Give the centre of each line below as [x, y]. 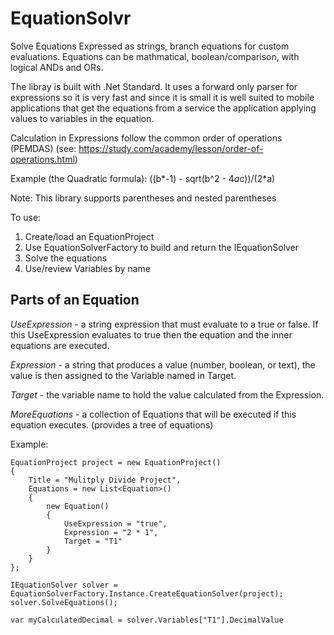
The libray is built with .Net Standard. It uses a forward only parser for [154, 86]
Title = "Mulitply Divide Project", [105, 480]
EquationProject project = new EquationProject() [116, 462]
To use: [26, 217]
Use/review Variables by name [87, 268]
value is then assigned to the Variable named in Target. [123, 375]
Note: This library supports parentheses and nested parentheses [143, 198]
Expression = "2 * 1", [111, 532]
